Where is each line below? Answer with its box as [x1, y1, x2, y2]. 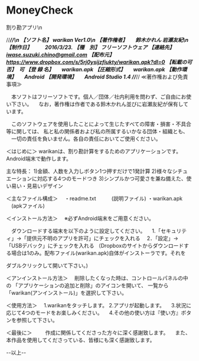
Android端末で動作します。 [6, 155, 72, 162]
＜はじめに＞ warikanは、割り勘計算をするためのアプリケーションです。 [6, 147, 182, 155]
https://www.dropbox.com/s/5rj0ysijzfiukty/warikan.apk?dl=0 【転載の [6, 58, 187, 65]
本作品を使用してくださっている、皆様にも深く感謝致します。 [6, 336, 155, 343]
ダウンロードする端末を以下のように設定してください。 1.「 [11, 227, 161, 234]
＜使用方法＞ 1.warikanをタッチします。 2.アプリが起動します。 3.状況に [6, 301, 192, 309]
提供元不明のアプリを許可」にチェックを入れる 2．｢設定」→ [26, 234, 179, 242]
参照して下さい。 [16, 316, 58, 323]
